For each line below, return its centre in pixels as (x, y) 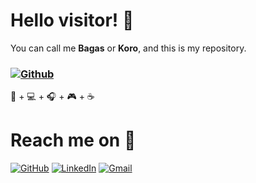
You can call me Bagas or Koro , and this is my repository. (128, 48)
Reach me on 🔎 (73, 140)
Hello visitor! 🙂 (72, 20)
